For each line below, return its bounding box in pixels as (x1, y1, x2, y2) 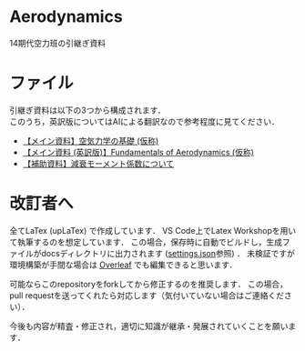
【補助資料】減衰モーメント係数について (22, 157, 175, 169)
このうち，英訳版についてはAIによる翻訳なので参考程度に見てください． (9, 115, 280, 126)
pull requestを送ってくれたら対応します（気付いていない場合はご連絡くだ (9, 289, 285, 301)
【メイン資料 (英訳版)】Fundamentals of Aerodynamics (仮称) (22, 146, 255, 157)
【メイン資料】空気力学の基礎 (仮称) (22, 135, 159, 146)
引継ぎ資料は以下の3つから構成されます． (9, 105, 167, 115)
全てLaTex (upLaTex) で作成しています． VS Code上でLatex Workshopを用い (9, 225, 297, 236)
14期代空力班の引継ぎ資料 (9, 37, 107, 48)
